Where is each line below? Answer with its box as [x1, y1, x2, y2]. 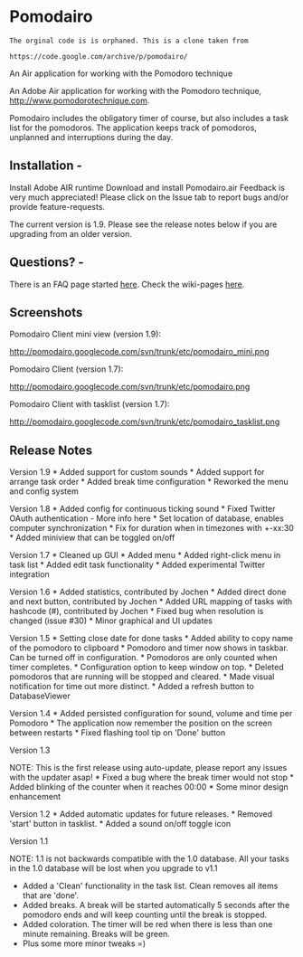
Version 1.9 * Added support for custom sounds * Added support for [9, 467, 265, 478]
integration [9, 569, 50, 580]
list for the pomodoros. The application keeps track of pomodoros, [9, 122, 258, 133]
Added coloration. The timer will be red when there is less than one [22, 919, 273, 930]
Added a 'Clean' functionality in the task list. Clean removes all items [22, 880, 279, 892]
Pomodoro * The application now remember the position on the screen [9, 717, 273, 729]
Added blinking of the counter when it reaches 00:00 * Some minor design [9, 782, 289, 792]
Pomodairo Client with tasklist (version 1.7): [9, 399, 170, 410]
